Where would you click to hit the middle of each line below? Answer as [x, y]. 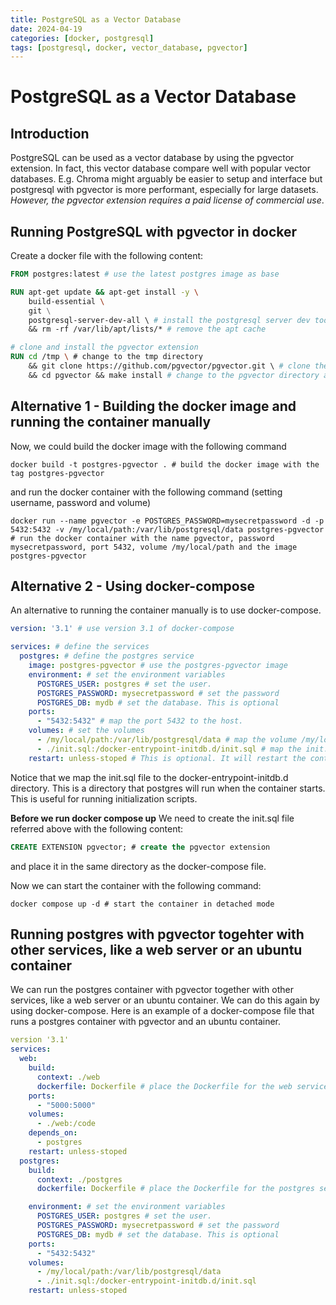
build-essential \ [66, 301]
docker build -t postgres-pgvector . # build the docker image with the [165, 464]
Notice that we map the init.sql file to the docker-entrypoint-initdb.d [149, 777]
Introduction [50, 133]
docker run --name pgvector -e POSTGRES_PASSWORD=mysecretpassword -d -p [167, 521]
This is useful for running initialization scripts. [104, 798]
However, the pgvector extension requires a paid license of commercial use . [167, 200]
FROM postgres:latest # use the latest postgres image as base [145, 274]
